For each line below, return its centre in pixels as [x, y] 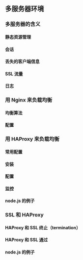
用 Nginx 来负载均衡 [29, 100]
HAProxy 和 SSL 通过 [27, 240]
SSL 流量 [14, 74]
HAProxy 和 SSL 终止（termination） [43, 227]
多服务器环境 [25, 9]
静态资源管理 [18, 37]
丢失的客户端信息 [22, 61]
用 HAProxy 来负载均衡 [32, 139]
